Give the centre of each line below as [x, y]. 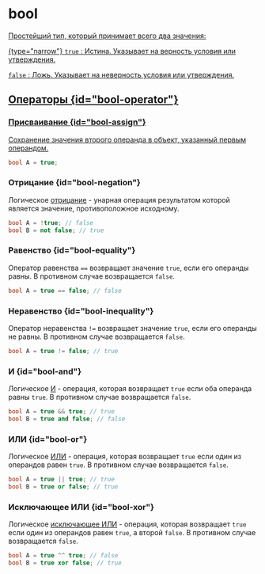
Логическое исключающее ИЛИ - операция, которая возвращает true [127, 524]
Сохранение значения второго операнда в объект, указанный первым [127, 139]
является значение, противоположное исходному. [94, 208]
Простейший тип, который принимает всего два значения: [107, 36]
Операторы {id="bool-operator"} [93, 100]
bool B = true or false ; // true [63, 487]
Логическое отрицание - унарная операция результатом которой [119, 200]
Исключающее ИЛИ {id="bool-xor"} [81, 507]
